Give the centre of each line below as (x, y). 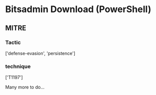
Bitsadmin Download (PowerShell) (78, 9)
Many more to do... (25, 87)
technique (18, 66)
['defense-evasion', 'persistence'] (40, 53)
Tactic (13, 42)
